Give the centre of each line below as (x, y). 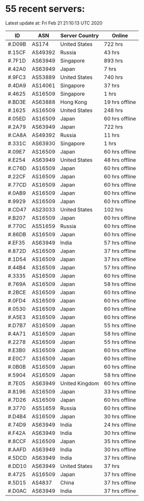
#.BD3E (17, 102)
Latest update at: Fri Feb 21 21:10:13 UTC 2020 (54, 23)
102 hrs (113, 209)
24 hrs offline (120, 425)
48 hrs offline (120, 160)
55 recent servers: (45, 9)
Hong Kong (74, 102)
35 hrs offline (120, 441)
